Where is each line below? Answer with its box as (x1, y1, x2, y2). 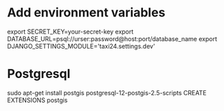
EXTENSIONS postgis (7, 96, 68, 104)
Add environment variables (7, 5, 166, 21)
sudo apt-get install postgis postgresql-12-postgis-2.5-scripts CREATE (7, 88, 207, 97)
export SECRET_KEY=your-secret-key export (7, 27, 134, 36)
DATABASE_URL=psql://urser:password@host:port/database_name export (7, 34, 218, 42)
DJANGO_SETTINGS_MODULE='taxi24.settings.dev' (7, 42, 156, 50)
